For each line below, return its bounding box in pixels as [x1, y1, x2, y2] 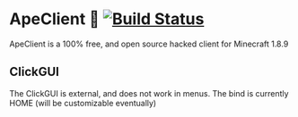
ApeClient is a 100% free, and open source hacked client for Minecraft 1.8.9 [9, 38, 289, 49]
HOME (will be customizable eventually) [9, 97, 157, 108]
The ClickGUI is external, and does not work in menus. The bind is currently [9, 88, 289, 98]
